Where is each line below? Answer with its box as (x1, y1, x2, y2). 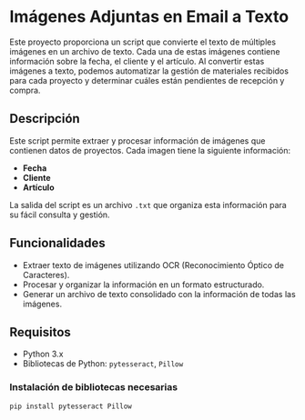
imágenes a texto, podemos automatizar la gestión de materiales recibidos (9, 65, 290, 76)
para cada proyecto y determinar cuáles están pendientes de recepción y (9, 75, 285, 85)
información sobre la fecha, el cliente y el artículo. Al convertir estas (9, 55, 265, 66)
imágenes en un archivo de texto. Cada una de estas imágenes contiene (9, 45, 280, 56)
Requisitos (9, 325, 71, 340)
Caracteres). (22, 269, 70, 280)
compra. (9, 85, 41, 95)
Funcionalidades (9, 235, 107, 251)
